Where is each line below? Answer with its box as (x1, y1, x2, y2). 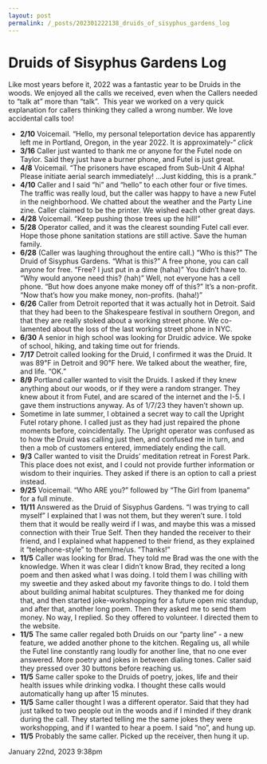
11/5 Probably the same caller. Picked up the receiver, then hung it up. (19, 731, 249, 741)
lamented (19, 324, 51, 334)
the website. (19, 621, 61, 631)
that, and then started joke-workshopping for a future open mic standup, (19, 596, 259, 605)
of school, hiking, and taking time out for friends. (19, 341, 181, 351)
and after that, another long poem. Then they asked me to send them (19, 604, 247, 614)
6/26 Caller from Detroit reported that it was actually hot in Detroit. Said (19, 299, 256, 308)
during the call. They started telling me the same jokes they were (19, 715, 233, 724)
